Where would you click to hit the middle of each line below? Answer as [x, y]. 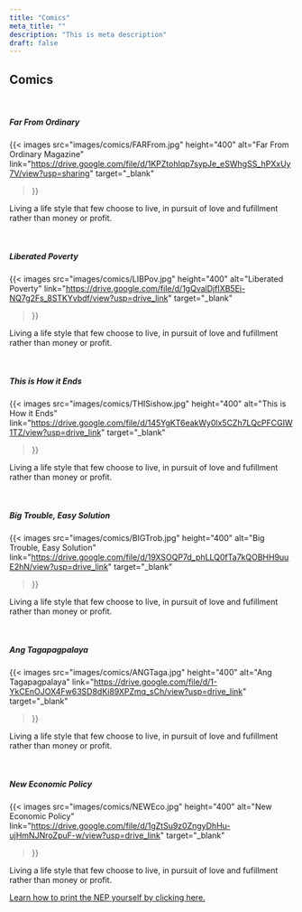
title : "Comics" [40, 18]
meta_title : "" [38, 26]
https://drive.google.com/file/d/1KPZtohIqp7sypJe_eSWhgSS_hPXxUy [161, 164]
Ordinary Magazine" [46, 154]
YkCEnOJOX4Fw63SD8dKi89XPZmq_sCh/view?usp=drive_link [126, 691]
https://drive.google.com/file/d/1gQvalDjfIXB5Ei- [156, 288]
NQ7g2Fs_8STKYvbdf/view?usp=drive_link [89, 298]
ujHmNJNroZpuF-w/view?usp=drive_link [85, 835]
